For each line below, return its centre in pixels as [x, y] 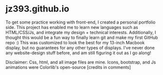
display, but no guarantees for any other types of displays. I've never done [80, 48]
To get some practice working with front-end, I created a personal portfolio [81, 22]
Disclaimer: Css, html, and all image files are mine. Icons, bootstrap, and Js [81, 62]
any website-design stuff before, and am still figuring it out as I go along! [78, 53]
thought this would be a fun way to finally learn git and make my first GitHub [82, 37]
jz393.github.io [37, 9]
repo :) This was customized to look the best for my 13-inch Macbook [75, 42]
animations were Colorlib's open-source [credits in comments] [68, 67]
